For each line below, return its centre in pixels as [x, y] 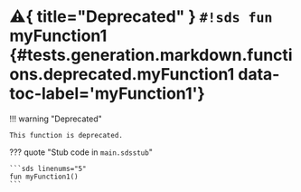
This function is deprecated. [66, 135]
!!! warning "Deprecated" [56, 119]
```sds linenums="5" [48, 168]
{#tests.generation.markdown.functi [151, 55]
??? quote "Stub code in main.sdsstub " [81, 152]
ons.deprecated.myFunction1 [122, 75]
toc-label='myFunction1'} [107, 94]
